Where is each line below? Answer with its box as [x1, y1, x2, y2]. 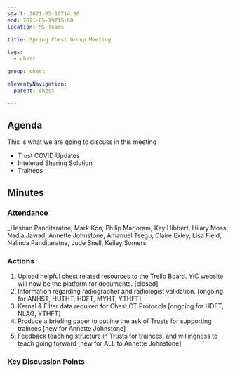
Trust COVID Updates [17, 152, 80, 160]
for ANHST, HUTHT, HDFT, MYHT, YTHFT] [17, 294, 142, 303]
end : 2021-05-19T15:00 [7, 17, 74, 24]
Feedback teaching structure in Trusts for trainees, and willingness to [17, 332, 218, 341]
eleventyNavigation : [7, 81, 68, 88]
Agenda [7, 119, 43, 131]
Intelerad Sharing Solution [17, 159, 93, 167]
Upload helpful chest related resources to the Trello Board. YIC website [17, 272, 224, 281]
